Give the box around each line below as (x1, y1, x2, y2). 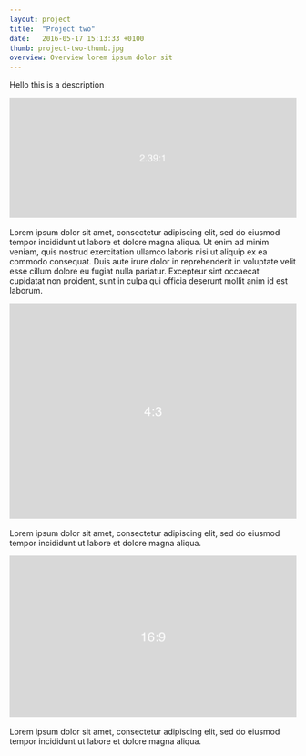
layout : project (9, 15, 71, 24)
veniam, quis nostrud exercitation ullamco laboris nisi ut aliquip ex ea (9, 246, 268, 257)
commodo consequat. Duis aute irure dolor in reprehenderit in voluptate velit (9, 255, 296, 266)
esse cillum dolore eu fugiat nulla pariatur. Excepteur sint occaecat (9, 265, 260, 276)
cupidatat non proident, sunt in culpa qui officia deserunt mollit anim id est (9, 274, 289, 286)
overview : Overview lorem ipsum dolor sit (9, 53, 173, 63)
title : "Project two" (9, 24, 96, 34)
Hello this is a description (9, 79, 105, 90)
